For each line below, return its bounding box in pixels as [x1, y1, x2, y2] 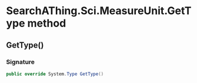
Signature [6, 58, 35, 66]
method [27, 16, 66, 30]
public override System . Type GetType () [6, 71, 104, 77]
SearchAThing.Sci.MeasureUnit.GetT [6, 4, 192, 18]
